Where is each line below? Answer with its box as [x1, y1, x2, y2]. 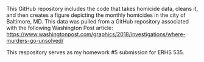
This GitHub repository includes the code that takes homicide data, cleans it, [6, 5, 199, 12]
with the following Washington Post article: [6, 24, 114, 31]
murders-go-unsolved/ [6, 37, 64, 44]
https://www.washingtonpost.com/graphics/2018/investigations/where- [6, 31, 186, 38]
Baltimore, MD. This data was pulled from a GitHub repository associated [6, 18, 189, 25]
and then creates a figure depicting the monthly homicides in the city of [6, 11, 186, 19]
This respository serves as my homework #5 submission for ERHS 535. [6, 49, 185, 56]
